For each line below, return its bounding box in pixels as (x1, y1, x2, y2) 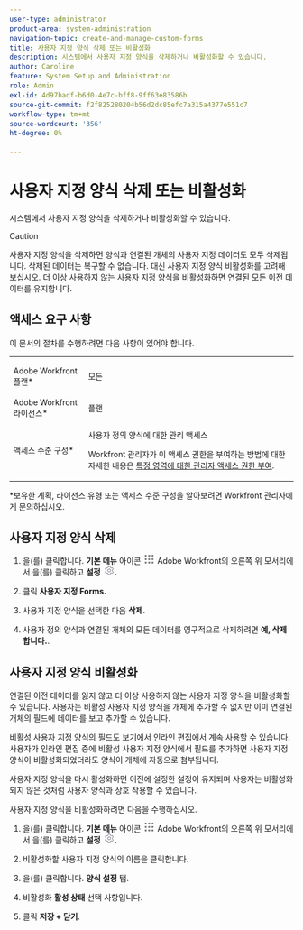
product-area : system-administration (9, 23, 151, 33)
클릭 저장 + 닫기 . (22, 911, 81, 922)
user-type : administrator (9, 14, 106, 23)
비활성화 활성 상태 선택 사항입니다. (22, 892, 143, 903)
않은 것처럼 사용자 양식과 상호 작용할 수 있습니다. (25, 785, 197, 796)
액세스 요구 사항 (9, 312, 92, 327)
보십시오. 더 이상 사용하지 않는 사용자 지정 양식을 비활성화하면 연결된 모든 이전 (9, 272, 284, 282)
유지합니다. (32, 282, 73, 293)
